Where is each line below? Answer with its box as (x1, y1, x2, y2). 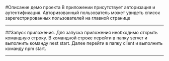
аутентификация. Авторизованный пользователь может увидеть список (5, 10, 160, 16)
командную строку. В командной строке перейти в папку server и (5, 35, 147, 41)
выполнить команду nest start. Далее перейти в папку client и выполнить (5, 40, 163, 46)
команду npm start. (5, 45, 46, 51)
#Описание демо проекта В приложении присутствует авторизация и (5, 5, 155, 10)
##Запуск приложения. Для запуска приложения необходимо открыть (5, 30, 158, 35)
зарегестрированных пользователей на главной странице (5, 15, 131, 21)
